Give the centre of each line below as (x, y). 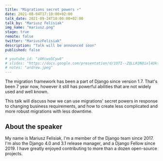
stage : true (17, 32)
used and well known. (27, 92)
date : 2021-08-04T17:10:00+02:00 (39, 14)
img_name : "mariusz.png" (30, 28)
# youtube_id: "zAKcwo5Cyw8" (34, 59)
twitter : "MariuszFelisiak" (33, 41)
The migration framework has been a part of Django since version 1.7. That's (81, 81)
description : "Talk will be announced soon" (51, 45)
